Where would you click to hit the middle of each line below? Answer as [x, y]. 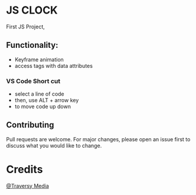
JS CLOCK [32, 10]
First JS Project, [26, 27]
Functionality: [32, 45]
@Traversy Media [27, 186]
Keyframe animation [39, 59]
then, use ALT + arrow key [47, 100]
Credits [24, 170]
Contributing [30, 125]
